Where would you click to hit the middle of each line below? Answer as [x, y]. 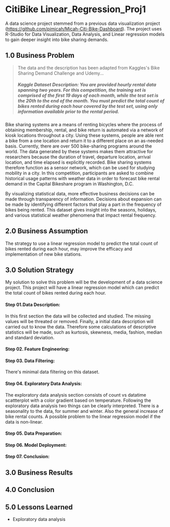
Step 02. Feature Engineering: [37, 349]
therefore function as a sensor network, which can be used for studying [80, 167]
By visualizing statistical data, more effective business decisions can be [80, 193]
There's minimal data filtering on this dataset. [52, 372]
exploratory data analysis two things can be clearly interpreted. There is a [82, 406]
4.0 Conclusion [30, 490]
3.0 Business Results [39, 472]
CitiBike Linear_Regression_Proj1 [76, 9]
